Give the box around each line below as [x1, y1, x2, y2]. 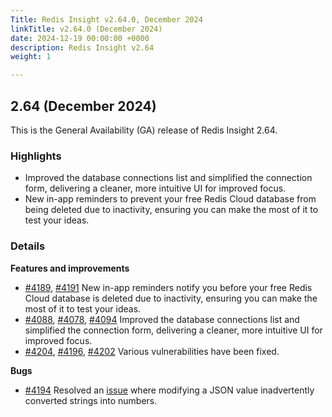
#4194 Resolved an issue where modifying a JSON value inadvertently [24, 384, 315, 396]
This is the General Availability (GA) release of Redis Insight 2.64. [10, 124, 278, 136]
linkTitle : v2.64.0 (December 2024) [10, 24, 163, 34]
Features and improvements [10, 262, 130, 274]
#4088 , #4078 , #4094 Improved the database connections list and [24, 313, 300, 325]
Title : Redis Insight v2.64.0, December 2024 [10, 14, 203, 25]
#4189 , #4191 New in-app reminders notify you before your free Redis [24, 281, 313, 293]
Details [10, 239, 46, 253]
